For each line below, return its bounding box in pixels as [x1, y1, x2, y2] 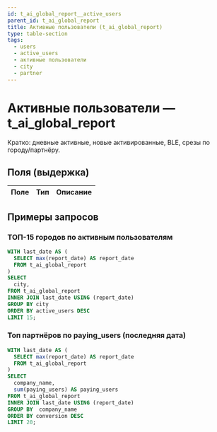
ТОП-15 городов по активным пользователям [7, 232, 173, 242]
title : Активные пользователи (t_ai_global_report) [7, 23, 163, 30]
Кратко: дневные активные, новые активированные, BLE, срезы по [7, 139, 211, 147]
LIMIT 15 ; [7, 314, 37, 321]
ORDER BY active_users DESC [7, 307, 90, 315]
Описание [56, 187, 92, 197]
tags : [7, 37, 23, 44]
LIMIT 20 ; [7, 419, 37, 426]
